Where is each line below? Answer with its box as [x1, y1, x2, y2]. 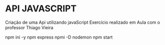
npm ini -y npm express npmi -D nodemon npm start [5, 34, 113, 40]
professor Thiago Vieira [5, 24, 54, 30]
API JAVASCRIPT [5, 3, 77, 14]
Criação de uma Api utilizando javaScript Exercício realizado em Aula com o [5, 19, 161, 25]
